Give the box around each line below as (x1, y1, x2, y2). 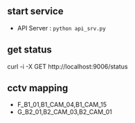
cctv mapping (7, 82, 69, 94)
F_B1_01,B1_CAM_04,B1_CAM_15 (17, 100, 107, 109)
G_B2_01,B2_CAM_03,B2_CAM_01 (17, 108, 112, 116)
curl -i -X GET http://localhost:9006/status (7, 62, 128, 70)
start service (7, 6, 64, 17)
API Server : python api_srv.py (17, 23, 106, 32)
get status (7, 44, 52, 56)
